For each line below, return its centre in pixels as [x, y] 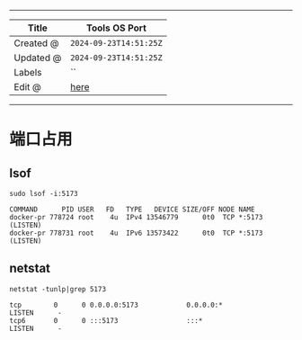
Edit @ [28, 87]
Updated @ [38, 58]
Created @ [36, 43]
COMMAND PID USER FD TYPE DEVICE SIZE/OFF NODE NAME [132, 210]
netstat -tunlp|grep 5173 [58, 289]
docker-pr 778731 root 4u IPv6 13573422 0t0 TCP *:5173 [136, 233]
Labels [28, 72]
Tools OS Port [116, 28]
